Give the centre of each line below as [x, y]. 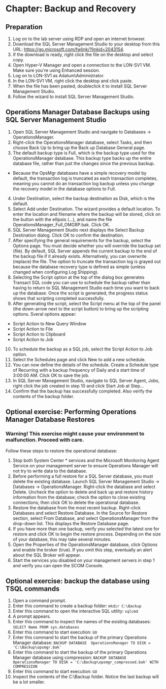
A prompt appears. [32, 616]
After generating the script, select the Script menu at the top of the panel [87, 303]
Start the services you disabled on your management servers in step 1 [83, 560]
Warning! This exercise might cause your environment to [75, 434]
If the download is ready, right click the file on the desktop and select [83, 54]
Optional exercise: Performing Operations [71, 412]
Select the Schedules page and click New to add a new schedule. [79, 359]
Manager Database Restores [50, 419]
